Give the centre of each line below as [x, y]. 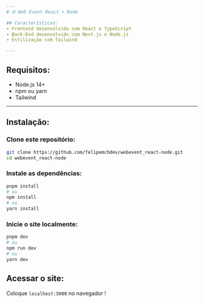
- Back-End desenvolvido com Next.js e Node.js [68, 34]
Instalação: [28, 122]
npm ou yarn [31, 91]
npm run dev [21, 248]
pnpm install [23, 186]
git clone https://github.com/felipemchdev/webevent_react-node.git [95, 152]
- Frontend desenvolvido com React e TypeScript [69, 29]
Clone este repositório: [41, 139]
